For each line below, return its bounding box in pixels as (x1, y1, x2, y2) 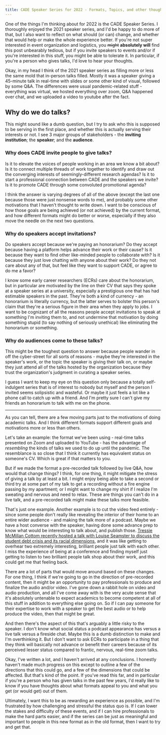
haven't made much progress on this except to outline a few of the (5, 662, 140, 668)
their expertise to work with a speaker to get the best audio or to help (5, 606, 146, 612)
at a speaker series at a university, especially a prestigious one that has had (5, 288, 160, 294)
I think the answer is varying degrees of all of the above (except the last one (5, 191, 160, 197)
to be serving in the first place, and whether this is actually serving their (5, 126, 151, 132)
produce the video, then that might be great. (5, 611, 95, 617)
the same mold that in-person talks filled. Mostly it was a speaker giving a (5, 72, 155, 78)
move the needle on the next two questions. (5, 218, 95, 224)
